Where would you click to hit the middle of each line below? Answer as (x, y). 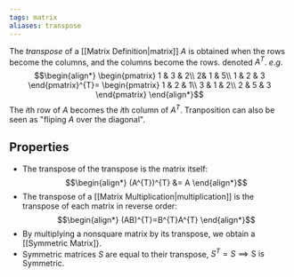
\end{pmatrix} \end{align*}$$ (150, 95)
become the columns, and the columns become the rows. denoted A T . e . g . (146, 61)
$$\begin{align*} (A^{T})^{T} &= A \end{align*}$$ (156, 182)
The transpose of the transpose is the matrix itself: (115, 169)
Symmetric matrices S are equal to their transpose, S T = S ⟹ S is (143, 253)
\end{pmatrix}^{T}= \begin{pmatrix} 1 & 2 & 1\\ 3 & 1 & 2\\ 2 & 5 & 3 (150, 85)
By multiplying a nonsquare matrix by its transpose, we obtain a (139, 233)
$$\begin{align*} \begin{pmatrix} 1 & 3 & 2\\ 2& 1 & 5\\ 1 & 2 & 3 (150, 75)
